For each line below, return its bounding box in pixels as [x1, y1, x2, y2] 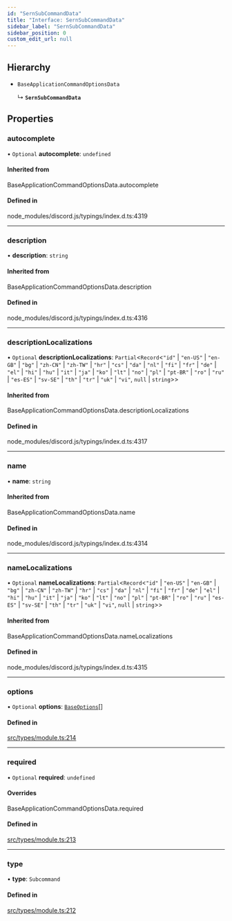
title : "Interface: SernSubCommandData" [7, 17, 126, 23]
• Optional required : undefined [7, 773, 95, 781]
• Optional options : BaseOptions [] [7, 703, 104, 711]
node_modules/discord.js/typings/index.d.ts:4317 [7, 437, 148, 446]
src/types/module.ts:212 [7, 906, 77, 914]
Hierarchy [7, 61, 51, 73]
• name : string [7, 477, 51, 485]
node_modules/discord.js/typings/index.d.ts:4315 [7, 663, 148, 671]
